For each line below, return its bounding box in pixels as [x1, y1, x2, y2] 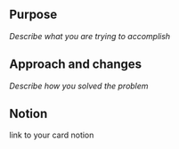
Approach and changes [9, 57, 142, 72]
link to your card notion [9, 129, 94, 141]
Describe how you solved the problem [9, 80, 149, 91]
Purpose [9, 7, 58, 22]
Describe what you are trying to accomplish [9, 30, 171, 41]
